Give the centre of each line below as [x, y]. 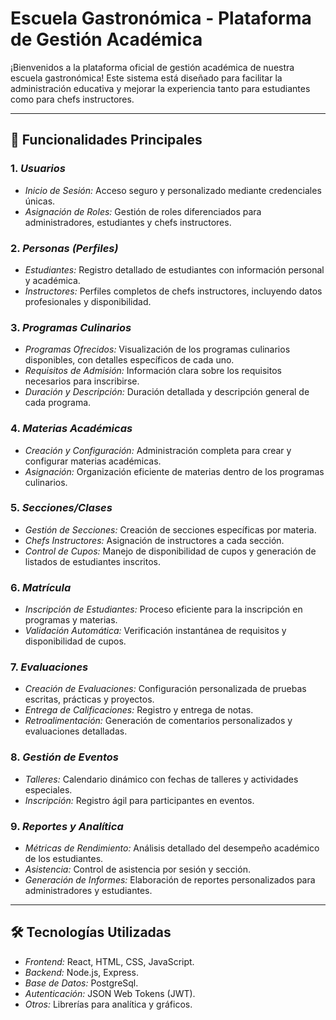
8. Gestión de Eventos [65, 757]
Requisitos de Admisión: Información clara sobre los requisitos [153, 371]
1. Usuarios [38, 169]
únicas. [40, 201]
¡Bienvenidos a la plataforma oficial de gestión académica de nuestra [152, 67]
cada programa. [58, 403]
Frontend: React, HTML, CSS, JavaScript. [109, 961]
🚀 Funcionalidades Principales [106, 140]
